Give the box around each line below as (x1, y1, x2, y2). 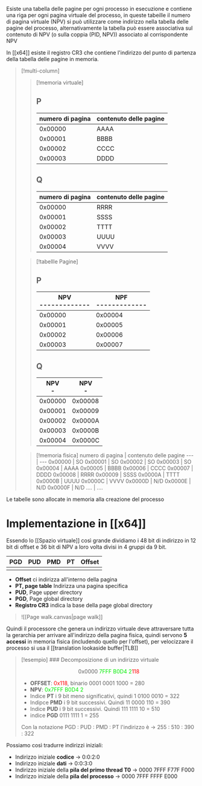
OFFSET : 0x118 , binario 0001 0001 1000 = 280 (30, 679, 145, 687)
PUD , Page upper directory (14, 589, 83, 596)
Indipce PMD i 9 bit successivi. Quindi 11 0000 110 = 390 (30, 699, 171, 706)
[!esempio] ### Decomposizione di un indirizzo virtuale (21, 656, 159, 664)
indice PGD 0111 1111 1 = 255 (30, 712, 99, 719)
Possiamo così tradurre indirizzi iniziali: (6, 742, 104, 749)
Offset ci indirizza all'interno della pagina (14, 576, 118, 583)
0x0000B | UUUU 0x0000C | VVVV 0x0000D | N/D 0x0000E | (36, 478, 191, 485)
